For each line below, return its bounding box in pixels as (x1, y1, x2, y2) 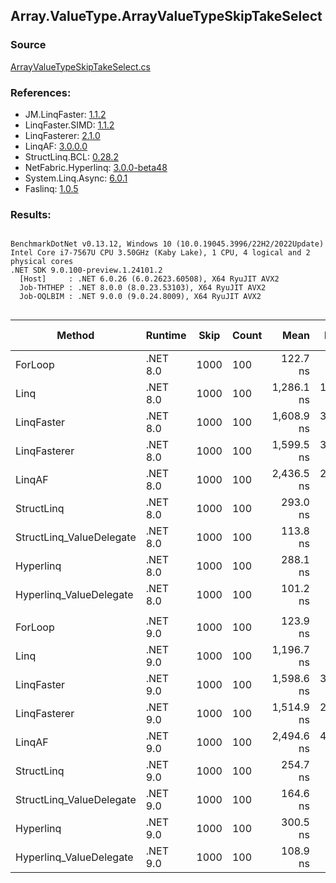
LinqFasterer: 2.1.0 (24, 129, 101, 141)
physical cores (10, 257, 74, 267)
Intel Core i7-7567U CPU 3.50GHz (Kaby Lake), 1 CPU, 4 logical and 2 (10, 248, 311, 258)
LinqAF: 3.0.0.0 (24, 140, 88, 152)
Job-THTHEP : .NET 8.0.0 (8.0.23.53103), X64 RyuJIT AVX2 (19, 283, 267, 293)
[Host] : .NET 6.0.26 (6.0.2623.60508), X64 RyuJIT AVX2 (19, 274, 280, 284)
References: (10, 85, 72, 99)
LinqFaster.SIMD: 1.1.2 (24, 119, 115, 131)
